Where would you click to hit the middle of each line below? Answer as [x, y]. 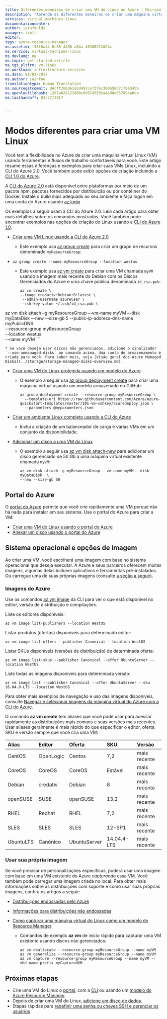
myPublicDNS [19, 324]
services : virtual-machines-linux [41, 19]
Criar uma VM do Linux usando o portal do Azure [62, 527]
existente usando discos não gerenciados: [63, 941]
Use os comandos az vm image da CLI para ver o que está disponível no [79, 599]
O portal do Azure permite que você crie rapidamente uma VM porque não [81, 507]
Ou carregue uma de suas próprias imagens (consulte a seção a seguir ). [79, 576]
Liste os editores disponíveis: [35, 614]
